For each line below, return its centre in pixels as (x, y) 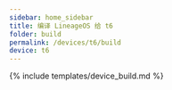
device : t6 (29, 51)
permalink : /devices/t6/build (66, 42)
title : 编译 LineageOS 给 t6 (61, 26)
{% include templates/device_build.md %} (86, 76)
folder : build (36, 34)
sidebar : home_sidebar (51, 17)
